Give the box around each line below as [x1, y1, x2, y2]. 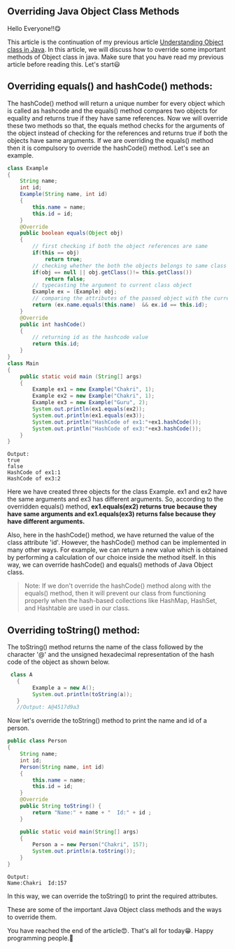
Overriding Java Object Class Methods [7, 6, 180, 18]
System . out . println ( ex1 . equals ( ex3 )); [32, 412, 145, 419]
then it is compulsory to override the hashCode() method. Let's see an [7, 144, 210, 152]
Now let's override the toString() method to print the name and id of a [7, 716, 208, 725]
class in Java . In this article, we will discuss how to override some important [7, 45, 226, 53]
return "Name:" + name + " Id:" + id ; [32, 809, 152, 816]
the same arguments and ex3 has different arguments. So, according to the [7, 495, 224, 504]
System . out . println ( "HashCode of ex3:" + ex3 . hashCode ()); [32, 425, 201, 432]
